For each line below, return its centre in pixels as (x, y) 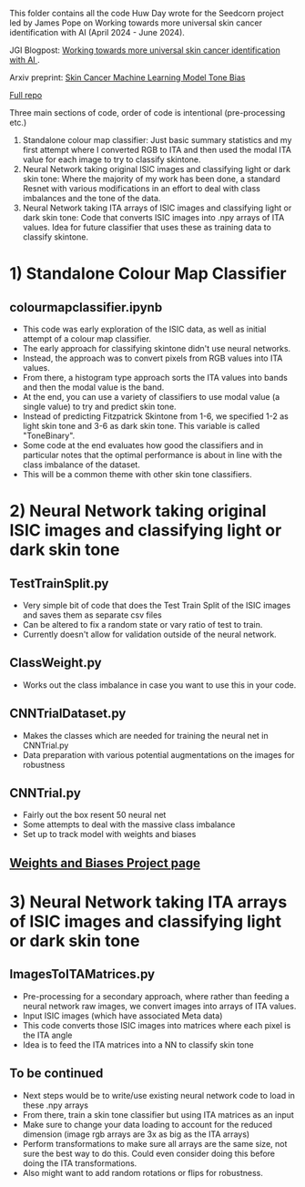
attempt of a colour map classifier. (87, 339)
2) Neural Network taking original (138, 512)
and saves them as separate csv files (92, 615)
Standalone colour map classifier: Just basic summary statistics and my (157, 140)
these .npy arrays (56, 1105)
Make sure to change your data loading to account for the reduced (147, 1124)
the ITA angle (47, 1035)
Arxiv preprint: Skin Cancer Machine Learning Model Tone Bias (127, 77)
